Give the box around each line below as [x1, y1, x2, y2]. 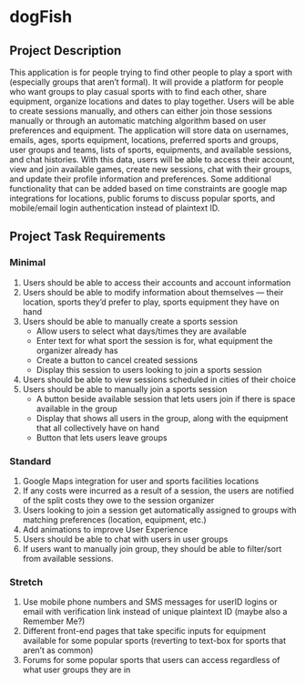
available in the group [36, 403, 118, 414]
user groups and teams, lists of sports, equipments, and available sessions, [9, 144, 292, 155]
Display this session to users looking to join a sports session [36, 364, 262, 375]
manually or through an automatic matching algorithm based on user [9, 116, 267, 126]
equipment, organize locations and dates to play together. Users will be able [9, 96, 295, 107]
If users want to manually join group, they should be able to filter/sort [22, 543, 282, 554]
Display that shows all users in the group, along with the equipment [36, 412, 289, 423]
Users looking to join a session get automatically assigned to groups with [22, 504, 297, 515]
